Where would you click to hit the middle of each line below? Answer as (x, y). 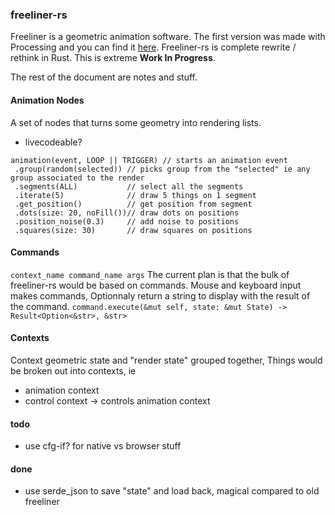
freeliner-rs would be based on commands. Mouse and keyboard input (156, 285)
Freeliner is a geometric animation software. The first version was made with (168, 37)
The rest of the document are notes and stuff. (104, 77)
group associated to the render (77, 178)
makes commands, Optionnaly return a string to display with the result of (160, 295)
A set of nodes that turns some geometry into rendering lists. (136, 122)
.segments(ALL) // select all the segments (129, 186)
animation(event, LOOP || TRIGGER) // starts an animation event (149, 160)
